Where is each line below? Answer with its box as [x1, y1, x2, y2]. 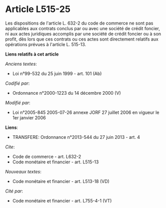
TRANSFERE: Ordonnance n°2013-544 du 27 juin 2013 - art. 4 [12, 134, 140, 140]
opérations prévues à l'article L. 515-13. [5, 41, 86, 47]
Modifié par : [5, 99, 31, 106]
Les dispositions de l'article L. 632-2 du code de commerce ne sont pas [5, 20, 153, 26]
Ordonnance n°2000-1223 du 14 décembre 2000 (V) [12, 90, 121, 96]
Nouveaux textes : [5, 168, 41, 174]
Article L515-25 [5, 4, 71, 15]
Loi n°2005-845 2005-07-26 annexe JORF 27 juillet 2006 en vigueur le [12, 109, 159, 115]
